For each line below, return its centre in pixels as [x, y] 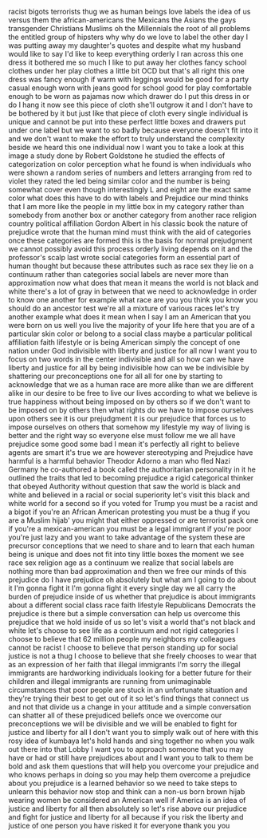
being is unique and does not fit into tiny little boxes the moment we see [126, 554]
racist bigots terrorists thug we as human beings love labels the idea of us [130, 12]
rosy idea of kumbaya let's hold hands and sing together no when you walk [132, 741]
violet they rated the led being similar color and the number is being [119, 181]
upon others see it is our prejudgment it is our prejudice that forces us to [127, 419]
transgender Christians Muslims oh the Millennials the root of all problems [130, 28]
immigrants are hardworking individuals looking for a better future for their [130, 673]
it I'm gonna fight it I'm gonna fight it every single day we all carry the [122, 588]
